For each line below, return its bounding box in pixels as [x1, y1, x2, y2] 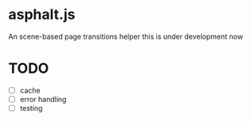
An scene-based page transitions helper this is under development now [8, 32, 244, 41]
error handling [19, 94, 67, 104]
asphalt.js [8, 6, 76, 24]
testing [19, 104, 43, 112]
